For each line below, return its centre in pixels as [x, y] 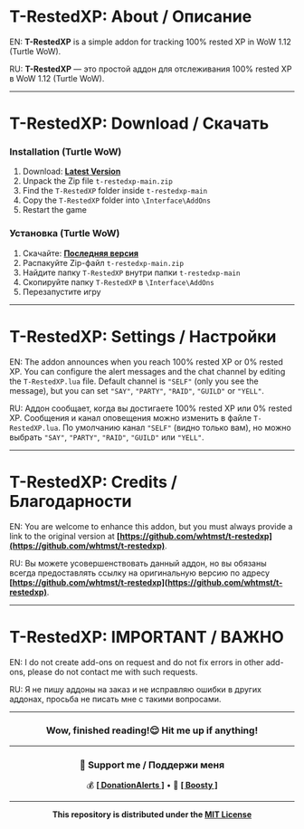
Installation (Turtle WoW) [66, 152]
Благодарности [71, 501]
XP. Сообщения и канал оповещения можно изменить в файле [130, 417]
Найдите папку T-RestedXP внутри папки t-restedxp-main [131, 272]
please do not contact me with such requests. [113, 672]
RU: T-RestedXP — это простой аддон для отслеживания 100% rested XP [151, 69]
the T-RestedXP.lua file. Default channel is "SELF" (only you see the [134, 381]
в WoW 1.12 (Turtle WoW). [57, 78]
